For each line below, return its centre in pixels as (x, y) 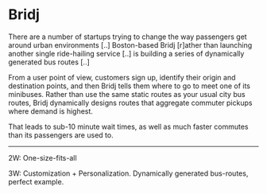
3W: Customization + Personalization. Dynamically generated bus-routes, (128, 173)
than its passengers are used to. (61, 135)
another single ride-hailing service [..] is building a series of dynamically (126, 53)
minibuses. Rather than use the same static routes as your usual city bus (127, 94)
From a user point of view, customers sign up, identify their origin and (122, 77)
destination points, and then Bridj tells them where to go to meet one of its (130, 86)
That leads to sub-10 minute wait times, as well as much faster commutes (128, 126)
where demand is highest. (51, 111)
